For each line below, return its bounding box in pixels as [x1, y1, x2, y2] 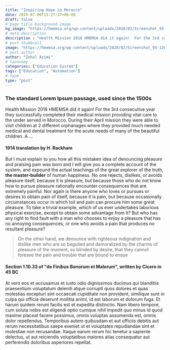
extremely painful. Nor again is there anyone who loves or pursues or [5, 188, 149, 195]
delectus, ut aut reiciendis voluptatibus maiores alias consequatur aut [5, 334, 150, 340]
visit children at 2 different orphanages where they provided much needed [5, 123, 160, 129]
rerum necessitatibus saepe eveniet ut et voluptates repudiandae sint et [5, 323, 155, 329]
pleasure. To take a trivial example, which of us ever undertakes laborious [5, 205, 159, 211]
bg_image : [5, 26, 26, 31]
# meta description [5, 31, 47, 36]
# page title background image [5, 21, 71, 27]
